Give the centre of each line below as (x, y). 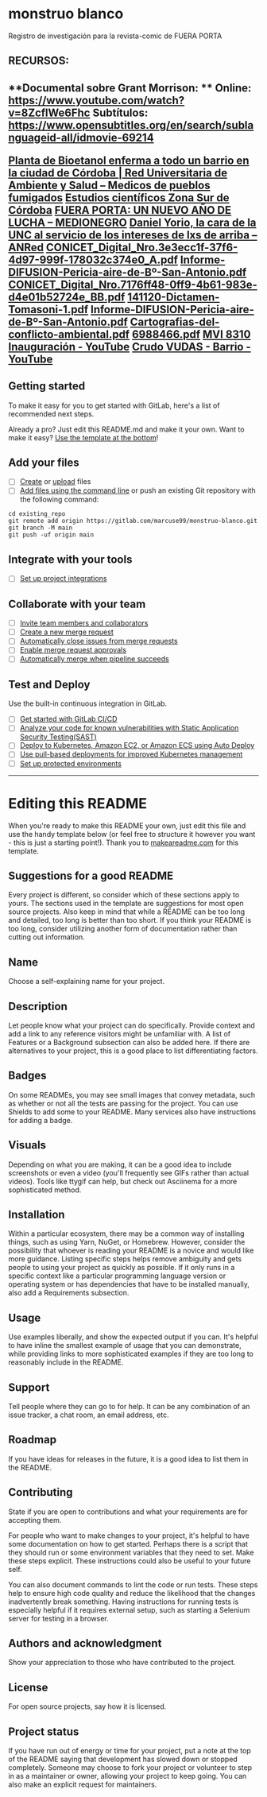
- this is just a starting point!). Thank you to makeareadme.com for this (124, 842)
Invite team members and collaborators (84, 623)
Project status (44, 1731)
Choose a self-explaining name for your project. (87, 982)
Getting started (47, 386)
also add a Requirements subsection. (69, 1293)
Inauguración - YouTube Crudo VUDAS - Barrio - (130, 347)
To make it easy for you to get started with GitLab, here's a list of (114, 405)
